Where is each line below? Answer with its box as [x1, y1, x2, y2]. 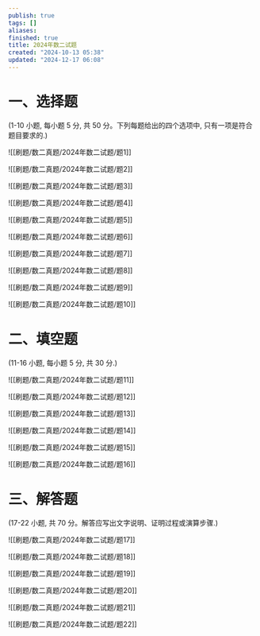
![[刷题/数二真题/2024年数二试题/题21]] [8, 602, 136, 612]
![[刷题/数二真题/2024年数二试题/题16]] [8, 459, 136, 469]
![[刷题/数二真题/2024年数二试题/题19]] [8, 568, 136, 578]
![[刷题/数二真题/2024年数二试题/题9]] [8, 282, 133, 292]
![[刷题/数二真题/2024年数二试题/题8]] [8, 266, 133, 275]
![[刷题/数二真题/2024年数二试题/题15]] [8, 442, 136, 452]
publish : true [8, 11, 55, 20]
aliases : [8, 26, 37, 34]
